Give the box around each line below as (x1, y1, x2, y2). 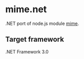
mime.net (5, 4, 47, 15)
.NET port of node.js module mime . (5, 20, 79, 26)
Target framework (5, 35, 64, 44)
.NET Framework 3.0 (5, 48, 49, 54)
